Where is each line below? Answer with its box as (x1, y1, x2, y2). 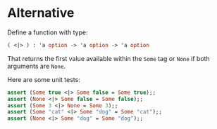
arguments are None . (7, 62, 66, 70)
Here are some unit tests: (7, 75, 81, 83)
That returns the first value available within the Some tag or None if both (7, 54, 210, 62)
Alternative (7, 5, 75, 21)
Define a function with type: (7, 28, 88, 36)
